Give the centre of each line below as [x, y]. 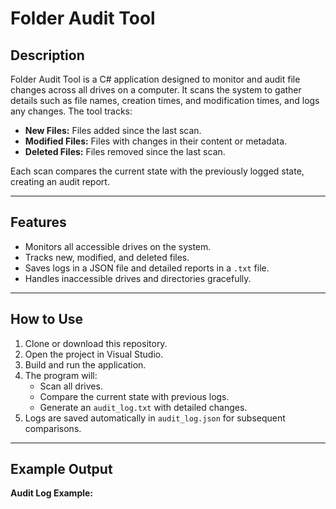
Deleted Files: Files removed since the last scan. [125, 151]
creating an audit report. [60, 181]
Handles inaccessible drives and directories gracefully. [138, 278]
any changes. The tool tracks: [71, 111]
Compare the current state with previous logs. [134, 396]
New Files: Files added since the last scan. [113, 130]
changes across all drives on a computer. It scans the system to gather [156, 90]
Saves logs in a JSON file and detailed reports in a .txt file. [147, 268]
